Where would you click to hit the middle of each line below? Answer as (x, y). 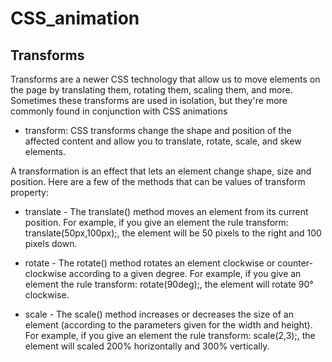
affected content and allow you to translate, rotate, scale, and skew (163, 141)
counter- (295, 263)
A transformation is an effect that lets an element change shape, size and (161, 171)
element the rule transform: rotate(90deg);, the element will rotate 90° (169, 284)
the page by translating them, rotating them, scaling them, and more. (151, 90)
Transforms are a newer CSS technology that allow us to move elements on (165, 79)
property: (29, 192)
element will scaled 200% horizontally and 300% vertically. (147, 346)
